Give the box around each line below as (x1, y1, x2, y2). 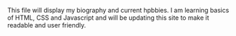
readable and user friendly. (7, 21, 86, 29)
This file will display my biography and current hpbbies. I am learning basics (7, 6, 230, 14)
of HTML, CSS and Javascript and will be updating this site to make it (7, 13, 210, 22)
